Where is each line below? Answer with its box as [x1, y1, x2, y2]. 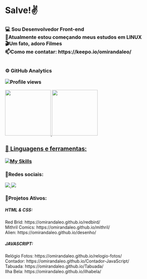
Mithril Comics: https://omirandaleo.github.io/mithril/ [5, 224, 110, 230]
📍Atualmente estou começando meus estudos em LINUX [5, 34, 142, 40]
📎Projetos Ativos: [5, 195, 47, 201]
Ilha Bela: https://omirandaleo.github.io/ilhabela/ [5, 269, 101, 275]
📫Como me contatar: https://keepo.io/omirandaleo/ [5, 48, 131, 55]
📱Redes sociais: [5, 171, 44, 178]
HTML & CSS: [5, 207, 33, 213]
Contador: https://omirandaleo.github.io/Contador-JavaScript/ [5, 258, 129, 264]
